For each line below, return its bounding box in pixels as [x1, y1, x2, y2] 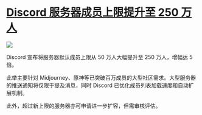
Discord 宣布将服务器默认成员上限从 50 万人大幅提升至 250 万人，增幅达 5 [6, 53, 193, 61]
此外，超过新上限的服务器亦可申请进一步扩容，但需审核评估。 [6, 102, 161, 110]
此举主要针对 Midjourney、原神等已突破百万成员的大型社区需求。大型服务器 [6, 74, 197, 81]
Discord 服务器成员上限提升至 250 [6, 5, 179, 19]
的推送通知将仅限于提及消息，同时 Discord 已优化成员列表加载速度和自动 [6, 82, 189, 89]
